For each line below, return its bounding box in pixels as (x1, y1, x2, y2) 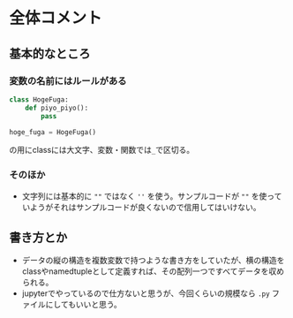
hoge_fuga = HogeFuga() (9, 127, 97, 137)
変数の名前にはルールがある (9, 74, 127, 87)
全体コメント (9, 8, 103, 28)
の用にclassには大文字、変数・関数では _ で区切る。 (9, 145, 195, 155)
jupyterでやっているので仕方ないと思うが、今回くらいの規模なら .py (21, 288, 271, 299)
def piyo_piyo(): (25, 103, 89, 112)
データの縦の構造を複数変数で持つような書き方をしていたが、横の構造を (21, 255, 285, 266)
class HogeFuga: (9, 95, 69, 104)
